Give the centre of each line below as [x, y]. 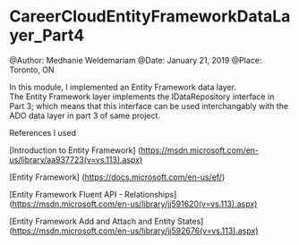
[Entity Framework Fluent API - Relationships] [93, 194]
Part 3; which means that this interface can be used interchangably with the [149, 106]
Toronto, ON [32, 70]
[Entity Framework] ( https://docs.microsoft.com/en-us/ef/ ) [117, 177]
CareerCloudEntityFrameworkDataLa [150, 17]
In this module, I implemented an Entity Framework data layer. [123, 87]
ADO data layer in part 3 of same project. [85, 115]
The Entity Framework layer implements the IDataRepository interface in [142, 97]
